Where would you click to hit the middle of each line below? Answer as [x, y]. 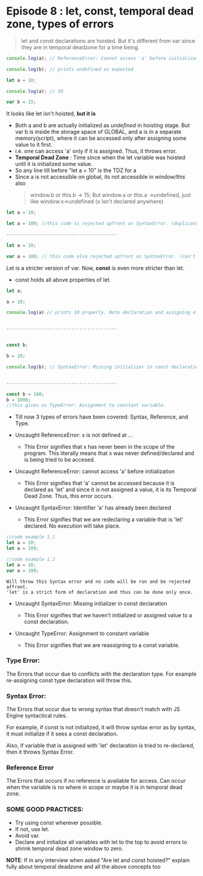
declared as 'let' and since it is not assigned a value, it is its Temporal [110, 489]
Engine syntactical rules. [37, 715]
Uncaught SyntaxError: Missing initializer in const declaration [91, 603]
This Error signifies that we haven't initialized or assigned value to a [108, 615]
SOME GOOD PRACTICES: [45, 809]
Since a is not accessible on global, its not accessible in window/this [100, 177]
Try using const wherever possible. [59, 823]
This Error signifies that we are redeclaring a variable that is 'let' [104, 520]
